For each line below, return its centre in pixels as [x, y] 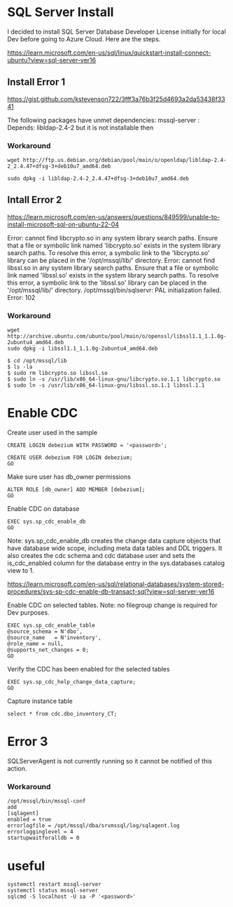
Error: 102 [21, 297]
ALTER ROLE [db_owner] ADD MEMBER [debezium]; [76, 490]
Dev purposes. [29, 613]
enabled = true [29, 820]
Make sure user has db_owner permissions [69, 477]
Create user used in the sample [52, 432]
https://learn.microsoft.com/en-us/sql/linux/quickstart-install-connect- [109, 53]
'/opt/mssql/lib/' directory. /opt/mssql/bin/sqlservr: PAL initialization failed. [114, 290]
